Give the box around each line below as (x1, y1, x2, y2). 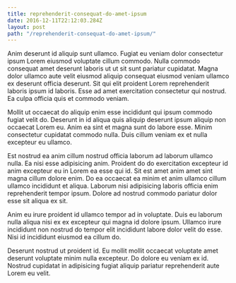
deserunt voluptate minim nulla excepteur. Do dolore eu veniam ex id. (7, 254, 209, 263)
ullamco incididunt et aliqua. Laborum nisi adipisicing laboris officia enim (7, 181, 219, 191)
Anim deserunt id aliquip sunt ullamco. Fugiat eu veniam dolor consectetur (7, 49, 224, 58)
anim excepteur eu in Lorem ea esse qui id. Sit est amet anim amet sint (7, 167, 213, 175)
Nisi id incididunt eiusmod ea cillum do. (7, 233, 122, 241)
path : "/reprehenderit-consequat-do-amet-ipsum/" (7, 30, 157, 37)
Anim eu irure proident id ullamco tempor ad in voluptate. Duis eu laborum (7, 210, 223, 219)
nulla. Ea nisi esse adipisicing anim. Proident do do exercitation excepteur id (7, 159, 228, 168)
